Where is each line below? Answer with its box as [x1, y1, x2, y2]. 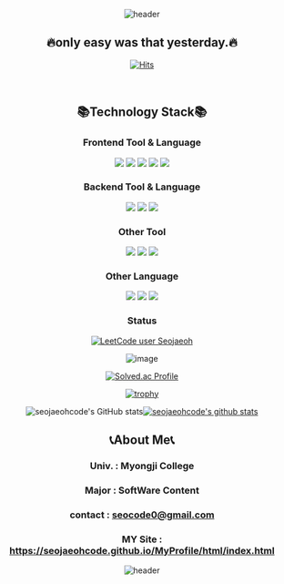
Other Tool [117, 225, 167, 238]
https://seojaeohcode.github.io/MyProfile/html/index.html [9, 544, 275, 557]
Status [127, 314, 157, 327]
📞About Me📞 [108, 433, 176, 448]
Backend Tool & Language [83, 180, 201, 193]
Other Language [105, 270, 179, 282]
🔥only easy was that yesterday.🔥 [46, 35, 238, 50]
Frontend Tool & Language [83, 137, 201, 149]
